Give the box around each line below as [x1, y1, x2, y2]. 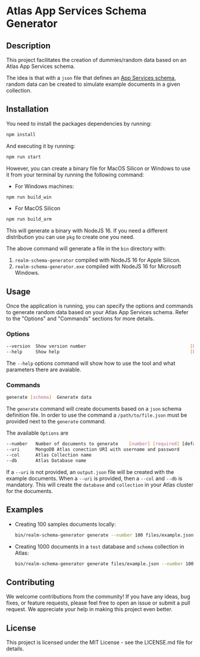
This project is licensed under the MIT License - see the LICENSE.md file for [6, 639, 193, 646]
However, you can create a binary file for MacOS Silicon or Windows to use [6, 165, 190, 172]
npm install [6, 131, 36, 138]
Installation [6, 104, 49, 114]
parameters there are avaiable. [6, 366, 82, 373]
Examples [6, 505, 43, 515]
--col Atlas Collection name [6, 452, 92, 458]
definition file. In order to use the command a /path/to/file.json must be [6, 411, 187, 419]
